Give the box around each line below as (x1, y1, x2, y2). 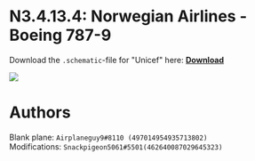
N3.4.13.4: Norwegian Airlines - (9, 6, 247, 27)
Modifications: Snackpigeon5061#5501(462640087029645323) (9, 141, 223, 152)
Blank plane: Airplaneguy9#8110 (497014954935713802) (9, 132, 208, 142)
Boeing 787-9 (9, 25, 112, 45)
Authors (9, 102, 71, 123)
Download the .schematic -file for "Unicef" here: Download (9, 54, 225, 65)
